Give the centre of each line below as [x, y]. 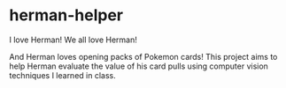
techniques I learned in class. [63, 75]
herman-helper [66, 15]
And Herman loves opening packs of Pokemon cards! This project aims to [143, 56]
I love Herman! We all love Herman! [73, 40]
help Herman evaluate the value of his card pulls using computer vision [139, 66]
